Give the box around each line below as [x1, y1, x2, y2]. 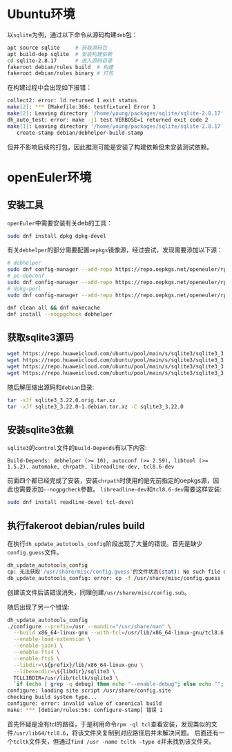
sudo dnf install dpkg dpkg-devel [7, 232, 107, 239]
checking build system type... [7, 694, 97, 701]
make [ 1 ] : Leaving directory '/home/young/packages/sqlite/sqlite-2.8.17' [7, 122, 224, 130]
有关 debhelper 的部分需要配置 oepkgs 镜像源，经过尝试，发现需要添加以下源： [7, 246, 223, 254]
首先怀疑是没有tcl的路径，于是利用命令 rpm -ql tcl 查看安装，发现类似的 [7, 720, 212, 728]
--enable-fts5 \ [13, 655, 60, 662]
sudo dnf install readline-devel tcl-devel [7, 499, 135, 506]
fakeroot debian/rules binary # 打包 [7, 70, 114, 77]
